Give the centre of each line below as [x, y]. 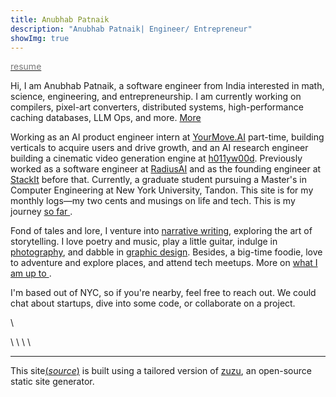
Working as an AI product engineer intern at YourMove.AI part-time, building [167, 137]
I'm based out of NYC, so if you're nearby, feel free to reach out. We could [163, 293]
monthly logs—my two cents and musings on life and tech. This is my [153, 201]
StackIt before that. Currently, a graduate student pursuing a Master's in [158, 180]
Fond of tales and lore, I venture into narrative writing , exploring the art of [161, 231]
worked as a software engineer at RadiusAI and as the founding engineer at [166, 169]
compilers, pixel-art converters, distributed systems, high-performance [157, 107]
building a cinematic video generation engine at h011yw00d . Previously [156, 158]
